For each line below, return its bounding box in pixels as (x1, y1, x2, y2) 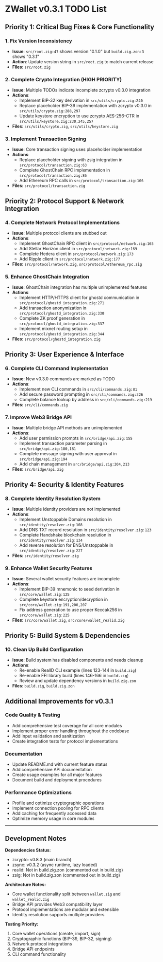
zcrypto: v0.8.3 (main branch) (12, 857, 72, 863)
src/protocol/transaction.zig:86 (19, 173, 87, 178)
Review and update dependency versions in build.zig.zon (19, 678, 137, 684)
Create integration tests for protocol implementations (12, 738, 118, 744)
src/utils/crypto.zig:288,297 (19, 109, 81, 114)
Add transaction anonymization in (19, 305, 87, 311)
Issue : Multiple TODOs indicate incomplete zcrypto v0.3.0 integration (12, 87, 151, 93)
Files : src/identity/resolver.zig (12, 553, 79, 558)
